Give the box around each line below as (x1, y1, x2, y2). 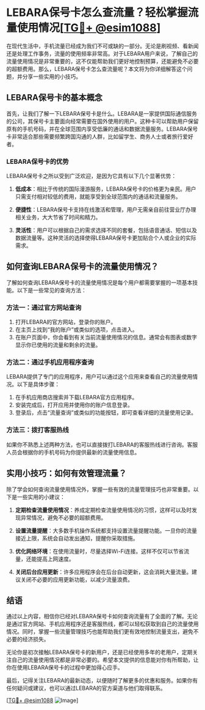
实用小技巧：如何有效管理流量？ (6, 468, 127, 479)
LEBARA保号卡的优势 (6, 157, 69, 166)
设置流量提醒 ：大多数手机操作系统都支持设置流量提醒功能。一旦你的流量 (15, 527, 197, 534)
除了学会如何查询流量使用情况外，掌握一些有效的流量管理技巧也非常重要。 (6, 486, 193, 493)
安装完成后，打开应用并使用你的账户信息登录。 (15, 401, 133, 409)
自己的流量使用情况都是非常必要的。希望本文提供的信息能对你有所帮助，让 (11, 656, 199, 664)
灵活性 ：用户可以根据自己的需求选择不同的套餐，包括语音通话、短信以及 (15, 227, 197, 234)
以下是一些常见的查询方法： (16, 286, 87, 294)
